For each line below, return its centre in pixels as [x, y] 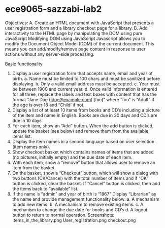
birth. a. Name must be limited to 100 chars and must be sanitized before [86, 78]
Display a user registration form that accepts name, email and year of [82, 73]
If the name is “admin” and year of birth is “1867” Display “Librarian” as [84, 194]
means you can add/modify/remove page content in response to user [75, 49]
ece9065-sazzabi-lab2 [53, 9]
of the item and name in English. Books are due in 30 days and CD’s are [85, 115]
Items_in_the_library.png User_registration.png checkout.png [74, 220]
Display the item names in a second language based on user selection [83, 141]
